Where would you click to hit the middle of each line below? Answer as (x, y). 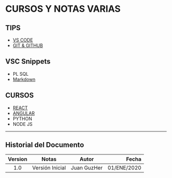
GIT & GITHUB (28, 46)
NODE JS (23, 124)
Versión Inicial (49, 168)
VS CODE (23, 40)
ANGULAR (24, 113)
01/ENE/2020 (124, 168)
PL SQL (21, 74)
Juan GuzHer (87, 168)
